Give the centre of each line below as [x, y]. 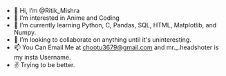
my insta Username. [42, 57]
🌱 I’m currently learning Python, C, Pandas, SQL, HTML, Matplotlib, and [115, 25]
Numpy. [25, 32]
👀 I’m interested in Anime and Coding [66, 18]
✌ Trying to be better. [44, 65]
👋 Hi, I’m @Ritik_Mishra [47, 11]
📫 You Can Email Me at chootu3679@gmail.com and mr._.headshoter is [116, 47]
